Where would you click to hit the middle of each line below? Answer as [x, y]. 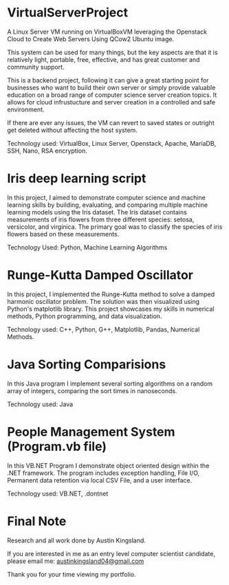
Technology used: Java [40, 404]
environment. [26, 109]
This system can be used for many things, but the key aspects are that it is [112, 52]
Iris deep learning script [77, 178]
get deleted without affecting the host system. [72, 130]
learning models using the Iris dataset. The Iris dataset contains [97, 212]
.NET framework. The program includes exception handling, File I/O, [103, 473]
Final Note [37, 521]
